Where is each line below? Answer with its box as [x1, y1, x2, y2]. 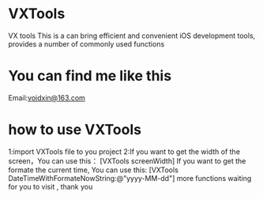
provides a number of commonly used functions [8, 39, 165, 48]
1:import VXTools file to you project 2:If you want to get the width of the [8, 147, 241, 156]
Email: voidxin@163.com [8, 92, 85, 103]
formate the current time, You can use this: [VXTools [8, 165, 179, 175]
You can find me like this [8, 67, 172, 85]
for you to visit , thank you [8, 182, 93, 191]
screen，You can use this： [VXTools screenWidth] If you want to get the [8, 156, 246, 166]
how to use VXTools [8, 121, 142, 139]
